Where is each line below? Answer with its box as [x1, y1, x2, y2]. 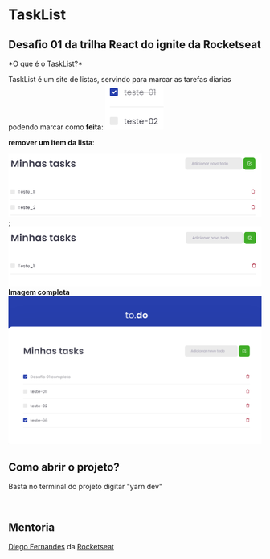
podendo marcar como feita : [8, 122, 104, 132]
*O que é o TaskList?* [8, 59, 83, 68]
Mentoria [8, 520, 55, 534]
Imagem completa [8, 288, 70, 296]
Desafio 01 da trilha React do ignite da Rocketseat [8, 38, 261, 51]
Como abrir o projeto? [8, 460, 121, 474]
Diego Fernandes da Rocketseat [8, 542, 115, 552]
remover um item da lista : [8, 138, 95, 147]
